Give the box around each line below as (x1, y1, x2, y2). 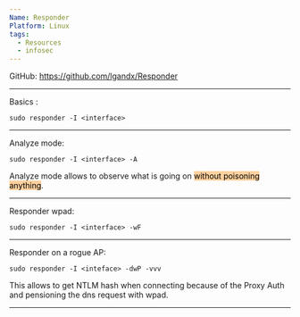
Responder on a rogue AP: (9, 247, 106, 258)
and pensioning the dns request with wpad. (9, 289, 169, 300)
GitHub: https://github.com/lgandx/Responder (9, 71, 179, 81)
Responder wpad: (9, 206, 75, 217)
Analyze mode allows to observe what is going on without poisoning (9, 171, 261, 181)
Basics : (9, 96, 38, 107)
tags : (9, 29, 29, 38)
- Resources (17, 38, 62, 47)
